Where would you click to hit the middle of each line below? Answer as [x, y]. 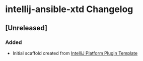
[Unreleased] [26, 28]
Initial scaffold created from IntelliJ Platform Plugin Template [75, 53]
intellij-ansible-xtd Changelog [69, 9]
